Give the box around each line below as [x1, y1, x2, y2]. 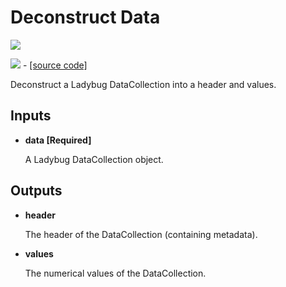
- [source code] [22, 59, 88, 71]
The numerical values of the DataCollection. [24, 267, 207, 279]
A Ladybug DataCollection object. [24, 153, 164, 165]
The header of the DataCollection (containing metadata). [24, 228, 258, 240]
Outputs [10, 182, 63, 200]
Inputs [10, 107, 52, 125]
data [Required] [24, 134, 92, 146]
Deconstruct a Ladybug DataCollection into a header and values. [10, 78, 277, 90]
